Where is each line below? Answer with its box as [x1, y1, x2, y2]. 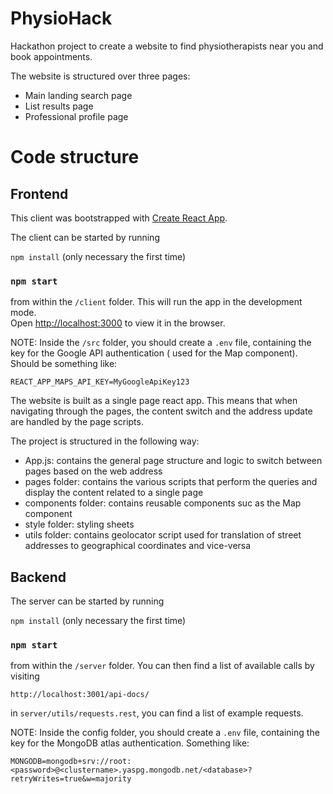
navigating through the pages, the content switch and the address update [10, 405, 313, 417]
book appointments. [10, 50, 93, 62]
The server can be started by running [10, 595, 165, 607]
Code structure [10, 146, 140, 169]
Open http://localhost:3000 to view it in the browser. [10, 317, 226, 329]
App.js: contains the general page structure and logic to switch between [24, 455, 323, 467]
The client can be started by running [10, 231, 160, 243]
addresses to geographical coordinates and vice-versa [24, 540, 252, 552]
